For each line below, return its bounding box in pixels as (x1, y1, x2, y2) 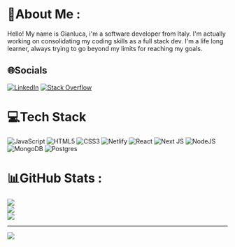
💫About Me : (7, 6, 81, 22)
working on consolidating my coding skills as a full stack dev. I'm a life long (7, 36, 224, 45)
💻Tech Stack (7, 108, 87, 125)
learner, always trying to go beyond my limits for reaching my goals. (7, 44, 203, 52)
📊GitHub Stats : (7, 170, 103, 186)
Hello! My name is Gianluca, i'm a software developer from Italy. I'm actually (7, 29, 226, 38)
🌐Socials (7, 64, 48, 76)
